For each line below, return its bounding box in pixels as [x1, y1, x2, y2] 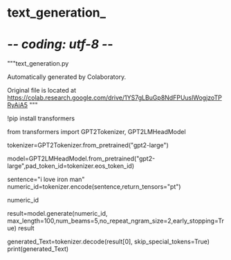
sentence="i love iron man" [7, 175, 85, 184]
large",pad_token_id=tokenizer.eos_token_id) [7, 162, 135, 170]
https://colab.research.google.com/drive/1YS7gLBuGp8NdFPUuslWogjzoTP [7, 93, 223, 102]
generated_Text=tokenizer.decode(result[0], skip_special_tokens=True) [7, 237, 210, 246]
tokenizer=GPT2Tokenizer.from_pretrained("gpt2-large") [7, 141, 169, 149]
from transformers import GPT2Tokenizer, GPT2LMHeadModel [7, 128, 186, 136]
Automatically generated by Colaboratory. [7, 73, 127, 81]
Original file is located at [7, 86, 77, 95]
